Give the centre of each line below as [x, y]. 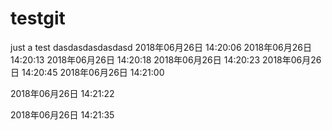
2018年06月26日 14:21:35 [62, 114]
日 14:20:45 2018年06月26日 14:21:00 [87, 72]
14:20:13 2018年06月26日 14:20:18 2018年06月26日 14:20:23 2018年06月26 [166, 59]
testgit [38, 18]
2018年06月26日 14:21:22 [62, 93]
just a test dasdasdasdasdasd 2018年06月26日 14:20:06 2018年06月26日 [161, 47]
